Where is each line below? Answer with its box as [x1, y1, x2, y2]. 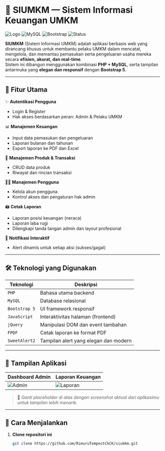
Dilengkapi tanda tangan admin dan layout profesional [12, 225, 122, 231]
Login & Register [12, 108, 46, 114]
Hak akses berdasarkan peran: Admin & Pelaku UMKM [12, 113, 123, 119]
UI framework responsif [40, 305, 95, 312]
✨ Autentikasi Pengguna [5, 98, 56, 105]
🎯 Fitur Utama [5, 85, 48, 94]
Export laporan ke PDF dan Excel [12, 145, 79, 151]
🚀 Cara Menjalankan [5, 419, 68, 427]
